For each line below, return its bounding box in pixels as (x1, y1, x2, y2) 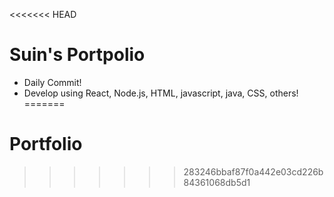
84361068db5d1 (183, 176, 251, 188)
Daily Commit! (23, 76, 82, 88)
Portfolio (9, 133, 83, 156)
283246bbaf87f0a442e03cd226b (183, 165, 324, 178)
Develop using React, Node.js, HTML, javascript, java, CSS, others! (23, 87, 299, 99)
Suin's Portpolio (9, 44, 146, 66)
